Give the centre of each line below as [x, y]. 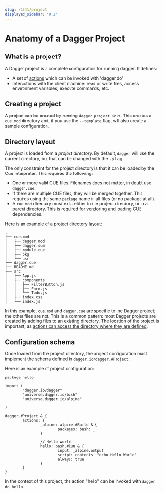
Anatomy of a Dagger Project [65, 39]
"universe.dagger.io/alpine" [52, 399]
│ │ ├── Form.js [26, 289]
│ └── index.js [23, 302]
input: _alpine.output [81, 450]
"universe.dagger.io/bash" [50, 394]
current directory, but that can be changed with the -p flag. [64, 159]
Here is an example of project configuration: [49, 368]
